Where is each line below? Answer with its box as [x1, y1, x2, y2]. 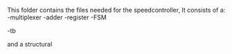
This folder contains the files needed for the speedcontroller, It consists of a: [7, 6, 226, 14]
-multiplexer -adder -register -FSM [7, 13, 107, 21]
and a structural [7, 40, 53, 48]
